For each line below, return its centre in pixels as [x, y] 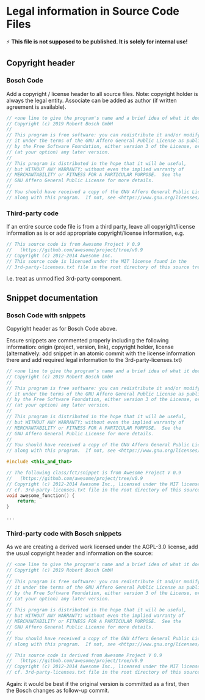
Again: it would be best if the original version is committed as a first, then [98, 684]
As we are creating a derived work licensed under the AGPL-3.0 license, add [102, 547]
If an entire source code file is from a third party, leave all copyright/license [101, 227]
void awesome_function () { [41, 496]
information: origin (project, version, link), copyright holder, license [90, 347]
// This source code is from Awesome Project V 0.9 [73, 245]
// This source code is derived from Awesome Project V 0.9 [85, 655]
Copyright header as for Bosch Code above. [62, 329]
